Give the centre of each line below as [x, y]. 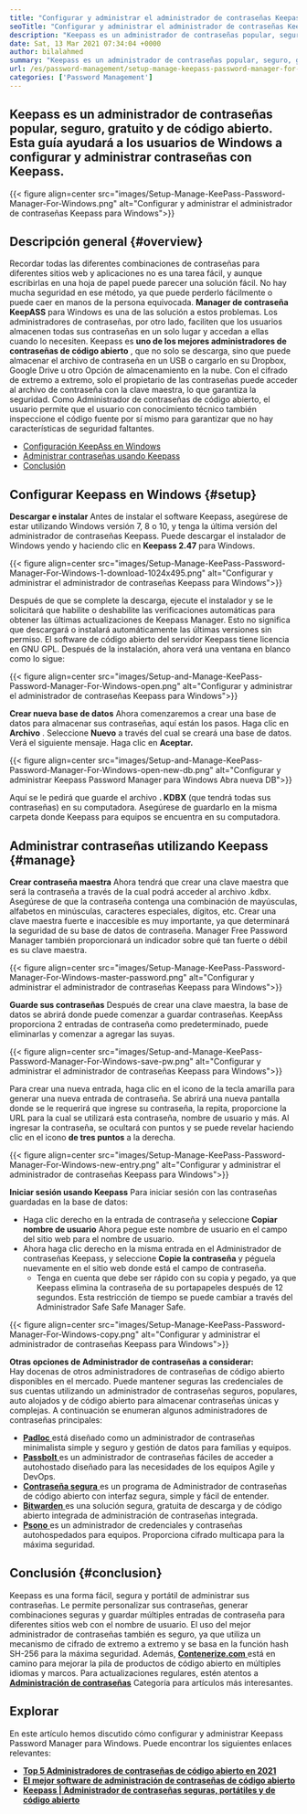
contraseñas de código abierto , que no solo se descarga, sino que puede [150, 351]
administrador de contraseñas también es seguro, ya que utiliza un [135, 1634]
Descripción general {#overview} [106, 242]
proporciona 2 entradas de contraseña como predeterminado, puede [139, 1024]
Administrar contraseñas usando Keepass [101, 456]
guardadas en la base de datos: [69, 1202]
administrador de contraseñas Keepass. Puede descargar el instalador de [148, 536]
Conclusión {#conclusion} [86, 1573]
